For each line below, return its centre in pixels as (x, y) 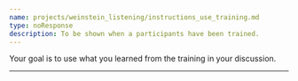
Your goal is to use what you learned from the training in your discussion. (143, 59)
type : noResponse (41, 26)
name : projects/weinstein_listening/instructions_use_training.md (134, 17)
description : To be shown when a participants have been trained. (134, 33)
